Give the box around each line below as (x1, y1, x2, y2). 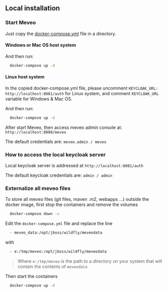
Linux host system (5, 74, 45, 80)
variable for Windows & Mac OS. (5, 96, 72, 102)
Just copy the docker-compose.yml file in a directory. (5, 30, 117, 37)
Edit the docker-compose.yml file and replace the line (5, 221, 113, 227)
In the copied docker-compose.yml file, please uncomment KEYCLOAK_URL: (5, 85, 158, 91)
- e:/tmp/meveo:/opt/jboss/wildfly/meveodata (10, 249, 107, 254)
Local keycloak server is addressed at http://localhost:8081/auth (5, 163, 143, 169)
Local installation (5, 4, 60, 13)
